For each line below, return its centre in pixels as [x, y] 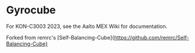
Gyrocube [31, 10]
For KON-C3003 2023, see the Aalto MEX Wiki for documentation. [87, 26]
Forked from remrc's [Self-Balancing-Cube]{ [60, 37]
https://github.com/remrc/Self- [152, 37]
